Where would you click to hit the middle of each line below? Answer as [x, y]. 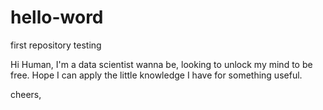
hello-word [57, 17]
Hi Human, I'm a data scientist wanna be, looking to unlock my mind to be [161, 64]
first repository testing [56, 45]
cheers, [26, 94]
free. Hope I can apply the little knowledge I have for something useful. [156, 75]
